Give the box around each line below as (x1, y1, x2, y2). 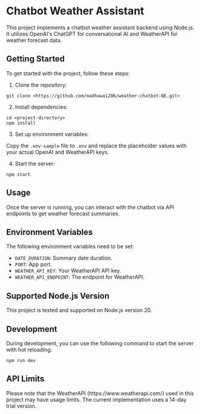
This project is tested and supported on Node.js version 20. (6, 307, 152, 314)
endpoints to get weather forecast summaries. (6, 210, 120, 217)
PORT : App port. (14, 261, 53, 268)
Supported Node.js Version (6, 291, 110, 301)
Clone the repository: (14, 81, 67, 88)
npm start (6, 171, 31, 177)
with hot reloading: (6, 346, 53, 353)
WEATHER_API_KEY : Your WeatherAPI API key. (14, 267, 121, 274)
